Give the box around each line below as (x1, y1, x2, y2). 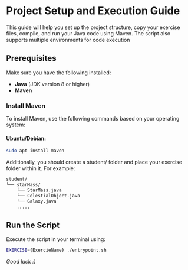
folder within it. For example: (6, 165, 75, 172)
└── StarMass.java (17, 187, 62, 193)
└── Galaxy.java (17, 198, 57, 204)
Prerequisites (6, 53, 57, 63)
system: (6, 121, 25, 128)
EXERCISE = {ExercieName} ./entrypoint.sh (6, 247, 107, 253)
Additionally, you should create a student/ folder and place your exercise (6, 158, 183, 166)
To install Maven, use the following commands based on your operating (6, 115, 180, 122)
